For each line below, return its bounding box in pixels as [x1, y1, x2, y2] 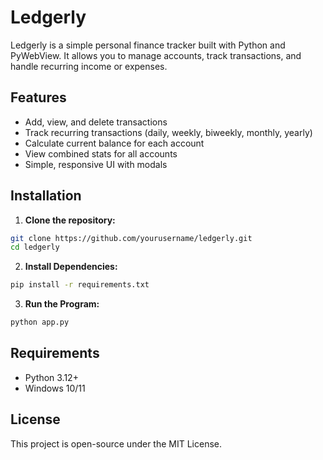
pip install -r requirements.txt [10, 280, 150, 290]
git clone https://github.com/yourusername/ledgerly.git [10, 233, 253, 243]
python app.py [10, 317, 70, 328]
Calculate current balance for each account [24, 137, 205, 149]
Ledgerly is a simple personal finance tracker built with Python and [10, 39, 286, 51]
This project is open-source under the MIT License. [10, 437, 223, 450]
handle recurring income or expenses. [10, 60, 168, 72]
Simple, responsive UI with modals [24, 158, 168, 170]
